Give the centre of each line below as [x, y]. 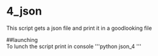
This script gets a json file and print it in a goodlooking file [79, 28]
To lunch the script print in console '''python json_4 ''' [74, 46]
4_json [24, 11]
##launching [22, 40]
